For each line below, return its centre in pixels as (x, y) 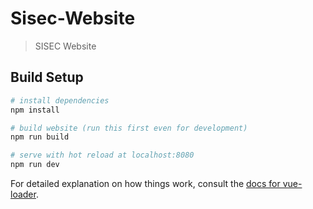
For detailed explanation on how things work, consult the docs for (145, 183)
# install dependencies (60, 100)
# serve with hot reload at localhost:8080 (102, 155)
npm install (35, 110)
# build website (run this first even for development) (129, 128)
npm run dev (35, 165)
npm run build (40, 137)
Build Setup (47, 77)
